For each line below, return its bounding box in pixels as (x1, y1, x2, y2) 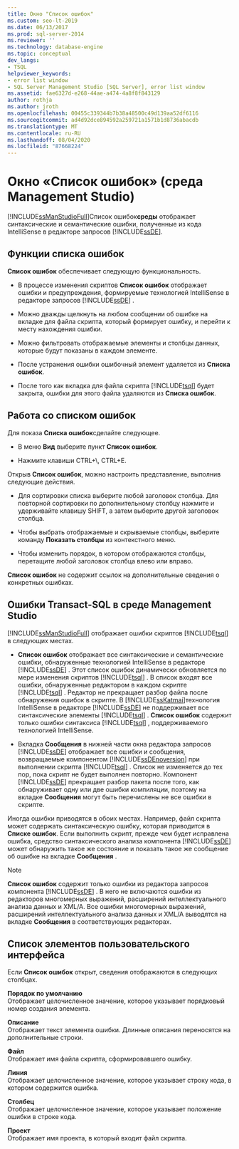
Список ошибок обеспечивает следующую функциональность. (7, 266, 201, 275)
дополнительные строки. (7, 1034, 84, 1042)
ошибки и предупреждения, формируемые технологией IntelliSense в (17, 288, 230, 296)
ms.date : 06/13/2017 (7, 24, 69, 31)
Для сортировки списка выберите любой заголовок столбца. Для (17, 491, 219, 499)
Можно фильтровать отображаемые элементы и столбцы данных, (17, 338, 221, 347)
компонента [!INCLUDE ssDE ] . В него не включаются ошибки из (7, 887, 201, 895)
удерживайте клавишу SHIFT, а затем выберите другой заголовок (17, 506, 219, 515)
